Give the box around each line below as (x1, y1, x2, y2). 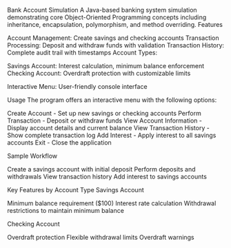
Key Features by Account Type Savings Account (7, 186, 144, 194)
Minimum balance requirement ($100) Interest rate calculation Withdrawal (7, 199, 217, 207)
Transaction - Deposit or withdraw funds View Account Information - (7, 116, 202, 125)
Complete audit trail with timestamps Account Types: (7, 48, 158, 56)
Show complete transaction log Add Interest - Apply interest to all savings (7, 131, 217, 139)
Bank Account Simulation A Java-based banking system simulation (7, 6, 198, 14)
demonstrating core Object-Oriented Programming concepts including (7, 13, 207, 21)
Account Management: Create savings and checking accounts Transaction (7, 34, 219, 42)
